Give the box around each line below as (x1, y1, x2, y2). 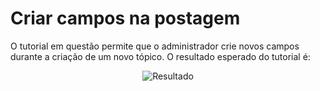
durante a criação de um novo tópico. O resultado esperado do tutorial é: (10, 50, 311, 62)
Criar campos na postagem (10, 7, 241, 30)
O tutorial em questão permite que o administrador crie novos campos (10, 40, 300, 52)
